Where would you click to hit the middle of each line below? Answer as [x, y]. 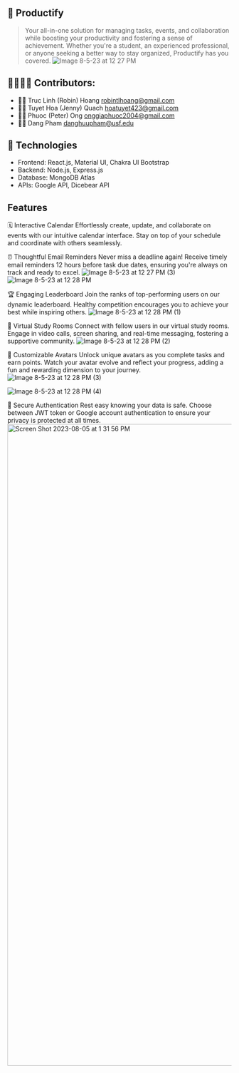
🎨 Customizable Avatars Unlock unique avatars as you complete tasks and [116, 355]
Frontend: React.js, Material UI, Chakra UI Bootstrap [93, 163]
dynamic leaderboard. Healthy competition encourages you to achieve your [118, 304]
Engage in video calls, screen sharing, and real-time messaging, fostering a [118, 334]
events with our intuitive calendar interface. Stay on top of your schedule [114, 235]
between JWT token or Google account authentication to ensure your [109, 413]
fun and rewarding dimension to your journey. [74, 370]
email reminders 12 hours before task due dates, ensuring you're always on [117, 265]
